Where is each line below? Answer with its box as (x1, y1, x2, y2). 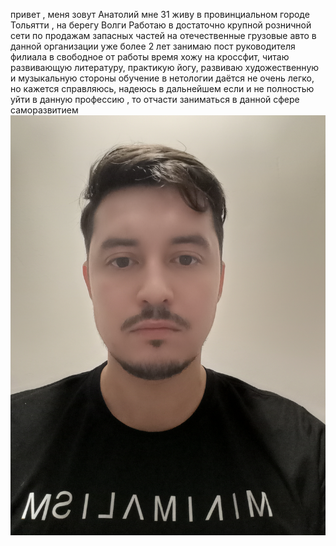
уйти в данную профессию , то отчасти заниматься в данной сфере (10, 94, 300, 105)
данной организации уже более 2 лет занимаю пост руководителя (10, 40, 296, 52)
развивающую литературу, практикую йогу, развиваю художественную (10, 62, 320, 73)
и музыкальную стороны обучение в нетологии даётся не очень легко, (10, 72, 315, 84)
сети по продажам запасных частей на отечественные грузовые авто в (10, 30, 317, 41)
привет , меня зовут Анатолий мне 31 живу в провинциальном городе (10, 9, 310, 20)
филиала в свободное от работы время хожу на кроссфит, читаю (10, 51, 290, 63)
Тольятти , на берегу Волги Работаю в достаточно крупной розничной (10, 19, 312, 31)
